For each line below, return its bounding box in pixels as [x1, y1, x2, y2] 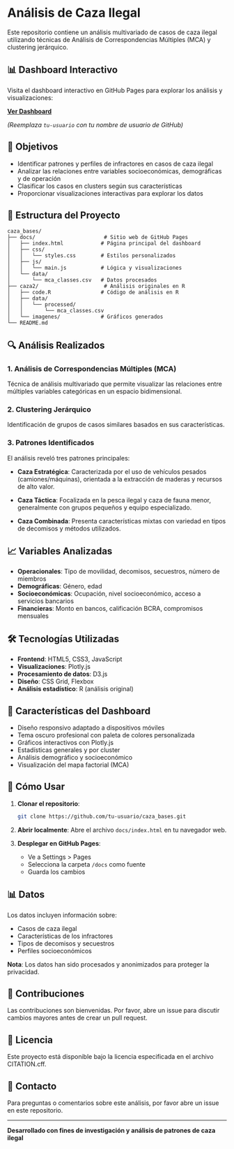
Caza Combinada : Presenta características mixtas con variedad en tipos [17, 516, 226, 525]
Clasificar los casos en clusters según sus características [17, 182, 182, 190]
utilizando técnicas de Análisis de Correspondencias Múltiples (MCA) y [7, 35, 211, 43]
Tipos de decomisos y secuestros [17, 939, 115, 948]
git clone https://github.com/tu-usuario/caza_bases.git [17, 813, 187, 820]
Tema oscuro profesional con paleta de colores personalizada [17, 731, 195, 739]
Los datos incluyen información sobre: [7, 911, 117, 919]
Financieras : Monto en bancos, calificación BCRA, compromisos [17, 605, 203, 613]
